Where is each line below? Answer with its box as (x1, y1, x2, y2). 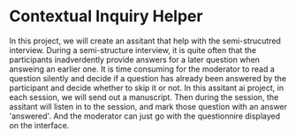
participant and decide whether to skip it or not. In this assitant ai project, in (9, 82, 285, 93)
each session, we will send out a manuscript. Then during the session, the (9, 91, 279, 103)
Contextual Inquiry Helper (9, 6, 203, 27)
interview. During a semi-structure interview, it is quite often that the (9, 44, 257, 55)
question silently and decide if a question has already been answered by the (9, 73, 287, 83)
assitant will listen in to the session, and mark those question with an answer (9, 101, 288, 111)
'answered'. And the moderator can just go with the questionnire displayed (9, 111, 281, 121)
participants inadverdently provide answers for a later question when (9, 54, 261, 65)
